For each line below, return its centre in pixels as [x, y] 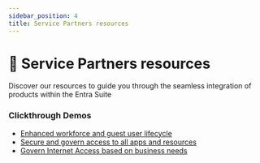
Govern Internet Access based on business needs [104, 150]
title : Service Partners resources [69, 24]
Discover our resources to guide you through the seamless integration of [130, 86]
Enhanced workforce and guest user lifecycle [96, 133]
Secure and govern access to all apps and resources [108, 142]
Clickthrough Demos [50, 116]
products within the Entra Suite [60, 95]
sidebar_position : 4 [43, 16]
